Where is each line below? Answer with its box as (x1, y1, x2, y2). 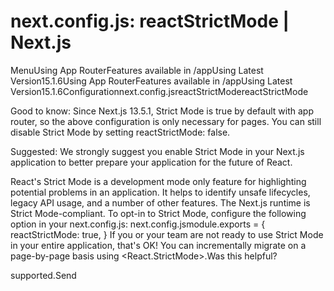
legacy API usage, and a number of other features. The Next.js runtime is (10, 196, 311, 209)
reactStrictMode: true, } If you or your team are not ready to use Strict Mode (10, 228, 324, 240)
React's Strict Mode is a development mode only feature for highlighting (10, 175, 307, 187)
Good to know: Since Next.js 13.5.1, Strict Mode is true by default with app (10, 105, 314, 117)
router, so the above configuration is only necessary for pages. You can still (10, 115, 322, 127)
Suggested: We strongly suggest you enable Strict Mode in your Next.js (10, 145, 305, 157)
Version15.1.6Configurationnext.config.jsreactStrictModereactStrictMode (10, 85, 309, 97)
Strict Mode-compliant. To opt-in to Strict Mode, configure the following (10, 207, 307, 219)
